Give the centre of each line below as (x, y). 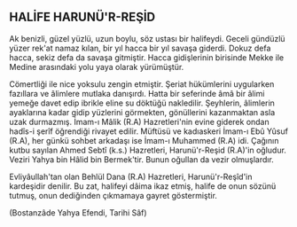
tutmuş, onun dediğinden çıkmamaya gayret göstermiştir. (113, 195)
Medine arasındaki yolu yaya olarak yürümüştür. (97, 67)
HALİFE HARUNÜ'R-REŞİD (82, 17)
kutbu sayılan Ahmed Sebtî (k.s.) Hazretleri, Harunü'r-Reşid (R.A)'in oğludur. (148, 150)
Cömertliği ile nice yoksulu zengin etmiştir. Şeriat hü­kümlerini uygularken (142, 84)
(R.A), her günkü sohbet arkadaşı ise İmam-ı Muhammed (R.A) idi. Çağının (144, 140)
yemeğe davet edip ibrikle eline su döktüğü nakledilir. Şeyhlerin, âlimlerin (142, 103)
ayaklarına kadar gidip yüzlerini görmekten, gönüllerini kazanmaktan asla (142, 112)
